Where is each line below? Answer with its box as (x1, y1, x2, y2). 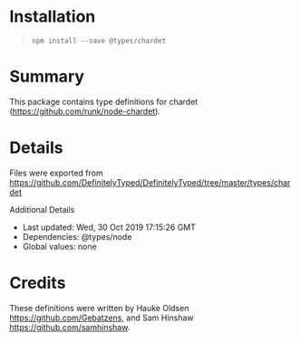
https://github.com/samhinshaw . (9, 321, 131, 332)
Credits (9, 273, 66, 293)
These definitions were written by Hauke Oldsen (9, 302, 189, 313)
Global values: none (22, 241, 97, 252)
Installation (9, 6, 96, 27)
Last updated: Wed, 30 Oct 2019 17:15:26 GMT (22, 222, 197, 233)
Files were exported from (9, 167, 103, 178)
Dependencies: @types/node (22, 231, 132, 242)
